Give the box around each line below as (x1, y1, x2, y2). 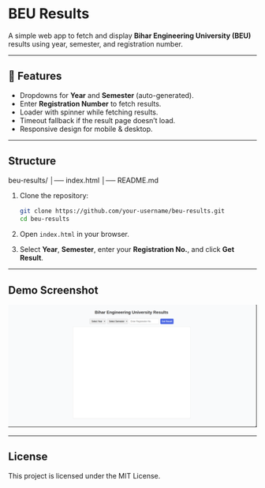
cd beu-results (19, 215, 70, 223)
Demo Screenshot (8, 283, 99, 297)
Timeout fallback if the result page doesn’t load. (19, 115, 176, 125)
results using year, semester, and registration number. (8, 39, 184, 48)
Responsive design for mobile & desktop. (19, 124, 153, 133)
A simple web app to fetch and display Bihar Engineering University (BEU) (8, 31, 252, 40)
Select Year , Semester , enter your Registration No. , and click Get (19, 245, 235, 254)
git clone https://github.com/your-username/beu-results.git (19, 207, 226, 215)
